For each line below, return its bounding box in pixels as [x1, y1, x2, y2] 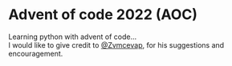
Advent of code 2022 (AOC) [8, 6, 198, 24]
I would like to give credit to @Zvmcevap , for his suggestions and [8, 40, 225, 49]
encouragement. [8, 49, 63, 58]
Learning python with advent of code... [8, 32, 137, 41]
